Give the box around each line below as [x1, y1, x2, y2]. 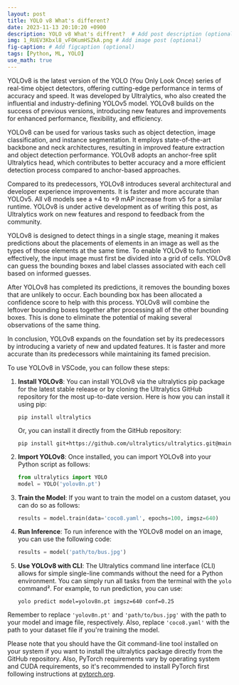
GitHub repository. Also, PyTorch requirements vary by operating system [7, 654, 221, 663]
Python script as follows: [17, 460, 90, 469]
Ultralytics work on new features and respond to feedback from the [7, 209, 205, 218]
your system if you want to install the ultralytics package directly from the [7, 647, 223, 656]
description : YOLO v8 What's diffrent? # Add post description [7, 30, 202, 38]
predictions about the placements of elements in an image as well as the [7, 239, 219, 247]
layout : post [7, 10, 46, 18]
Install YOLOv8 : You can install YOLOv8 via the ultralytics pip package [17, 377, 225, 385]
